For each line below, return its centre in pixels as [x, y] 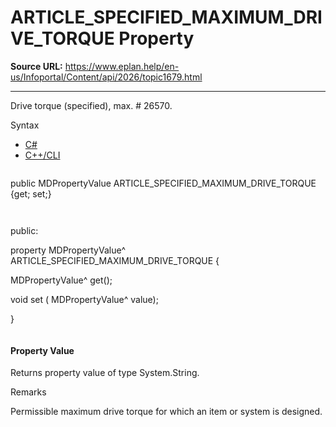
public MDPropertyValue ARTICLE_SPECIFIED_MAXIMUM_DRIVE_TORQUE [163, 183]
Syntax [25, 125]
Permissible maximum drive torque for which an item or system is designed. [166, 412]
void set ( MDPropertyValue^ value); [84, 299]
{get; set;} [31, 193]
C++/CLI [42, 155]
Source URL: [36, 66]
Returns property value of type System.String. [105, 373]
